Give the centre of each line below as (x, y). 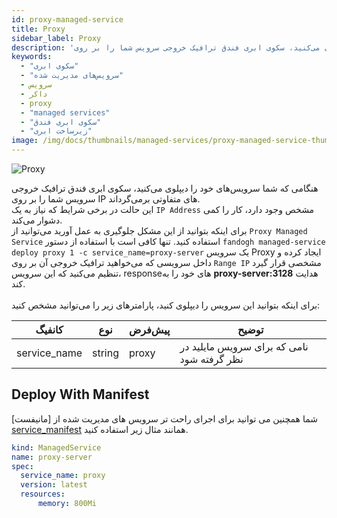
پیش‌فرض (150, 329)
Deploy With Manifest (80, 394)
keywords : (32, 57)
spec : (22, 466)
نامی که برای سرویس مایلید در (244, 346)
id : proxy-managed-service (67, 19)
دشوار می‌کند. (37, 220)
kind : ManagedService (56, 447)
